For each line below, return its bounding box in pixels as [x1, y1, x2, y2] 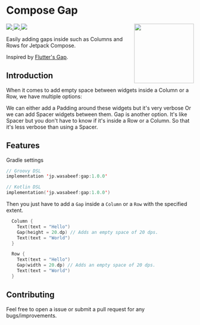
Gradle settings [6, 156, 43, 164]
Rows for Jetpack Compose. [6, 42, 76, 49]
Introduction [6, 71, 54, 81]
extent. [6, 207, 24, 214]
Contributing [6, 290, 55, 300]
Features [6, 140, 40, 151]
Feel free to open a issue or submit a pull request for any [6, 305, 145, 312]
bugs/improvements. [6, 312, 57, 319]
